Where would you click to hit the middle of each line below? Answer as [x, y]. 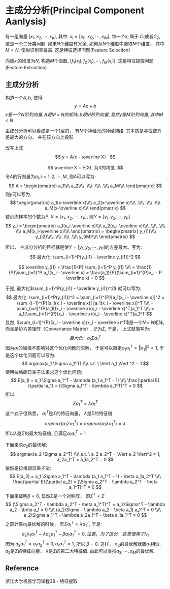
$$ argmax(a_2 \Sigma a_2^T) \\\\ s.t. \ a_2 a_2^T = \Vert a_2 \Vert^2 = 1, [85, 454]
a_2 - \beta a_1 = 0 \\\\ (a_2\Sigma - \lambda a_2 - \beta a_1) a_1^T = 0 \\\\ [85, 510]
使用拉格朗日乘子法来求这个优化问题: [44, 372]
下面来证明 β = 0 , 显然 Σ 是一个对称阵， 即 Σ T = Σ [55, 495]
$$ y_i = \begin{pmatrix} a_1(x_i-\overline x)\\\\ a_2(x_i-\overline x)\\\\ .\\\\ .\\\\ [85, 226]
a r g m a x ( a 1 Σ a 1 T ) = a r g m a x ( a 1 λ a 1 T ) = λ [85, 423]
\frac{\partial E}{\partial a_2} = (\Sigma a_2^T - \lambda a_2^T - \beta [85, 482]
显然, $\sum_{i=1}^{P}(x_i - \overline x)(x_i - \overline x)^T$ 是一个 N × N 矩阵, [85, 322]
